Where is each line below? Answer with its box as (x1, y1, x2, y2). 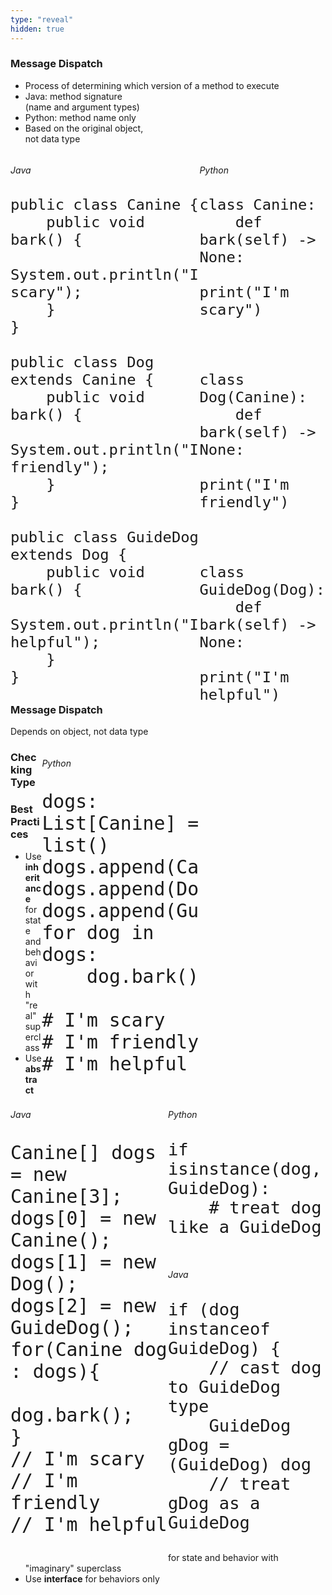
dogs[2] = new (10, 1294, 157, 1317)
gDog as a (168, 1493, 261, 1514)
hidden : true (10, 24, 65, 34)
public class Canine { (10, 196, 199, 214)
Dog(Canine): (199, 388, 308, 406)
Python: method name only (24, 111, 137, 123)
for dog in (41, 921, 155, 944)
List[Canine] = (41, 811, 200, 835)
